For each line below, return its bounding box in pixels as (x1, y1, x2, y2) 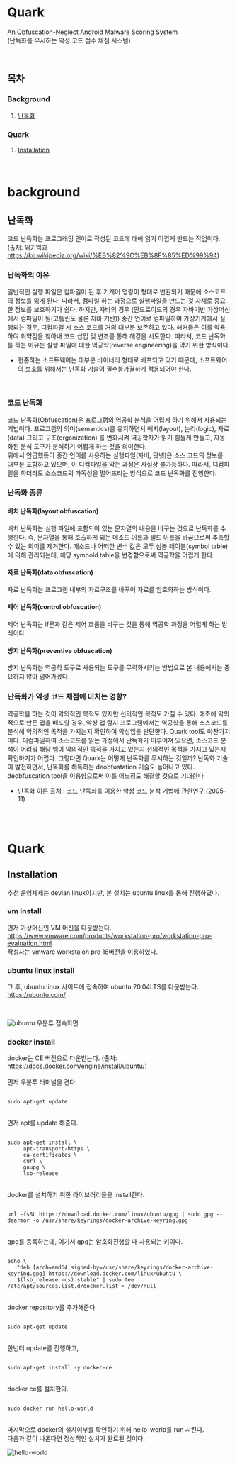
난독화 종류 (7, 488, 43, 498)
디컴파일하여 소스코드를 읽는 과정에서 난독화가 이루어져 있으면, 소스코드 (22, 735, 219, 745)
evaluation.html (7, 939, 52, 947)
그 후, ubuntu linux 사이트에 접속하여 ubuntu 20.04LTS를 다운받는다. (7, 983, 200, 991)
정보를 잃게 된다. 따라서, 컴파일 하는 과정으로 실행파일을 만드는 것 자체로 (14, 296, 213, 305)
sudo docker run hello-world (7, 1405, 93, 1412)
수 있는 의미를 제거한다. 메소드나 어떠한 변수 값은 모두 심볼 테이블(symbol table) (7, 542, 229, 550)
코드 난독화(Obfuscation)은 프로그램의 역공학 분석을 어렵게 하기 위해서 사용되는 (7, 416, 227, 424)
